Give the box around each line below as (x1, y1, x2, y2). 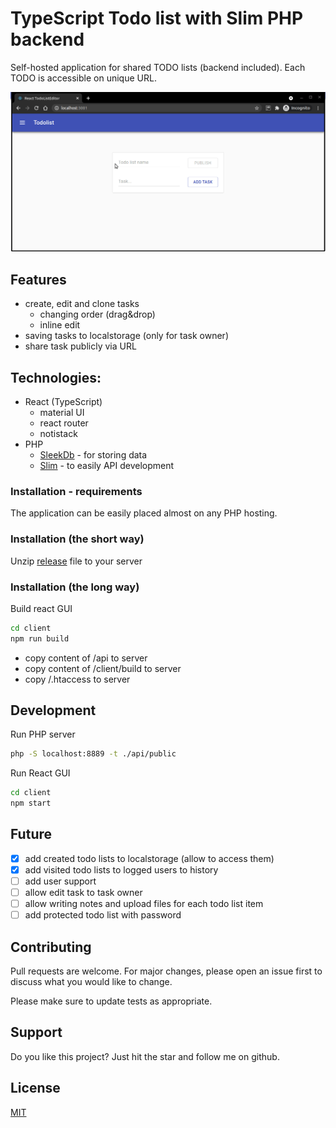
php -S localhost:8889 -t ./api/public (10, 749, 177, 759)
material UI (39, 407, 85, 418)
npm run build (10, 633, 70, 644)
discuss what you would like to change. (10, 976, 173, 988)
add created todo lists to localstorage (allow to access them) (24, 852, 275, 864)
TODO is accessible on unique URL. (10, 72, 157, 84)
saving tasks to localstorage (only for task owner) (24, 330, 229, 342)
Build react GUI (10, 602, 73, 614)
